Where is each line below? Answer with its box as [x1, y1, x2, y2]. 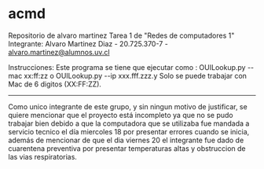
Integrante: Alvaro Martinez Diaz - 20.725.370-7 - [8, 39, 169, 48]
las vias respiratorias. [8, 152, 77, 161]
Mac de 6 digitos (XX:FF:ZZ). [8, 79, 102, 89]
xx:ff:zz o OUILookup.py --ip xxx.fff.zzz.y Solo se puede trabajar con [24, 71, 247, 80]
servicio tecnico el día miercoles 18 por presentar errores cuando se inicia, [8, 127, 250, 136]
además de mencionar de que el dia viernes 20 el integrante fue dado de [8, 135, 244, 145]
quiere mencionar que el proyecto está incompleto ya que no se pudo [8, 110, 233, 119]
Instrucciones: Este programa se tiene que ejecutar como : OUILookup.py [8, 62, 246, 72]
